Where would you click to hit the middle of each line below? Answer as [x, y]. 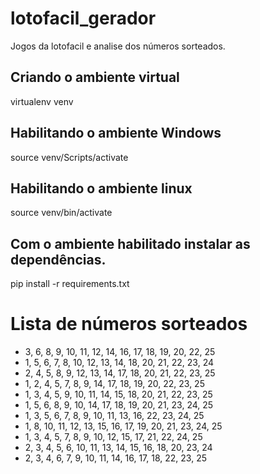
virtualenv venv [42, 101]
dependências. [58, 259]
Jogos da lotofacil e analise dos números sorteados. [118, 46]
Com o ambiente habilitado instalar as [130, 243]
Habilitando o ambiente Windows [116, 133]
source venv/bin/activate [61, 213]
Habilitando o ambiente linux [101, 188]
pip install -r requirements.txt [70, 284]
